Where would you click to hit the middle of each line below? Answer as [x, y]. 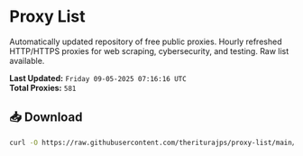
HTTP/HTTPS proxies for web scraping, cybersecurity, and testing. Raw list [149, 50]
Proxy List [47, 17]
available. [27, 60]
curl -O [24, 142]
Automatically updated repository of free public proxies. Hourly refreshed [146, 41]
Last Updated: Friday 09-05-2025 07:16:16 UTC [98, 78]
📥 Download [46, 118]
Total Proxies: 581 [43, 87]
